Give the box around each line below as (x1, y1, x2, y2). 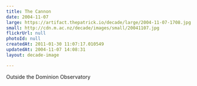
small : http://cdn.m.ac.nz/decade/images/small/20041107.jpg (6, 25, 160, 31)
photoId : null (6, 36, 41, 42)
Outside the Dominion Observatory (6, 73, 91, 80)
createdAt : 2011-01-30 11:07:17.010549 (6, 42, 104, 47)
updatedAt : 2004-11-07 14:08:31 (6, 47, 86, 53)
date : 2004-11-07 (6, 14, 49, 20)
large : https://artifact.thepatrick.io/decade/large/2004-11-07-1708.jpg (6, 19, 192, 25)
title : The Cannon (6, 8, 51, 15)
